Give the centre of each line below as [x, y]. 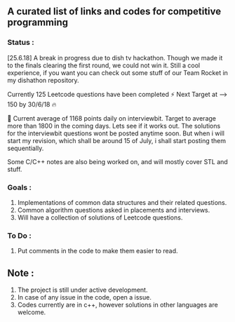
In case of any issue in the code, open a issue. [85, 297]
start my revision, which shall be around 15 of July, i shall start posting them [117, 140]
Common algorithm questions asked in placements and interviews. [114, 210]
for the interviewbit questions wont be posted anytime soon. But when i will [116, 133]
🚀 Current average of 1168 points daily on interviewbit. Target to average [112, 118]
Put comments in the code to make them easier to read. [98, 251]
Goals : [19, 187]
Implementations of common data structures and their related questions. [122, 202]
